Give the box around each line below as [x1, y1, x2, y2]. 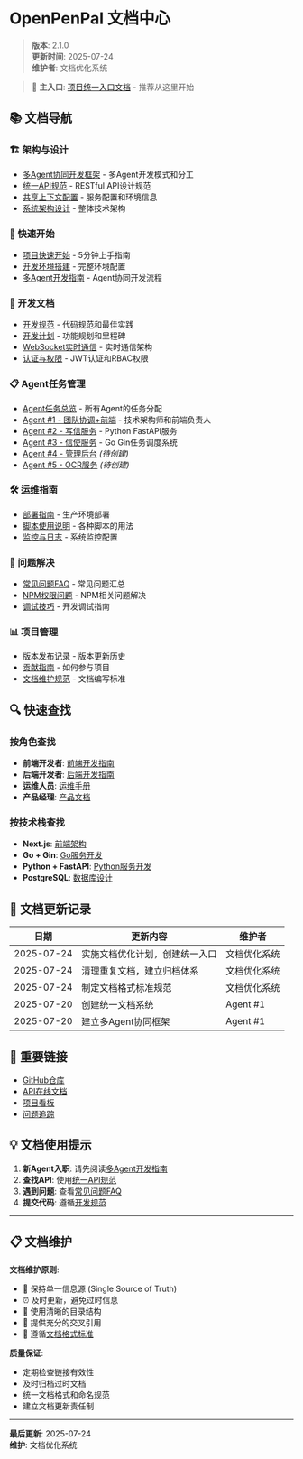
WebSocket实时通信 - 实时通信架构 [22, 342, 153, 353]
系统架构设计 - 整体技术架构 [22, 202, 126, 213]
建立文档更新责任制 [22, 1400, 95, 1411]
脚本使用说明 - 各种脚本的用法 [22, 520, 134, 531]
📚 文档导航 [9, 110, 73, 126]
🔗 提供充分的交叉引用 [22, 1316, 102, 1327]
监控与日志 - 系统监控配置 [22, 531, 119, 542]
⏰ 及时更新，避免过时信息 [22, 1294, 119, 1305]
